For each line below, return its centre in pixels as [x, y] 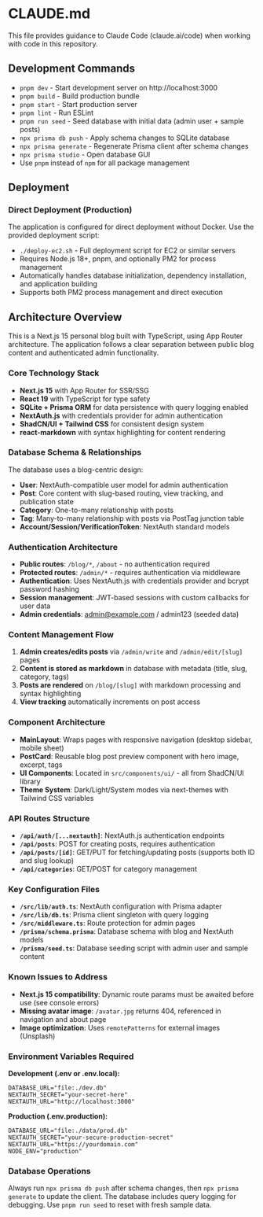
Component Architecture [57, 722]
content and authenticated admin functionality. [84, 353]
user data [35, 606]
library [30, 781]
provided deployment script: [54, 235]
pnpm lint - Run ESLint [57, 112]
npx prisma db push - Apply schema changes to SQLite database [124, 138]
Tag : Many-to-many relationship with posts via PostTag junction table [132, 518]
